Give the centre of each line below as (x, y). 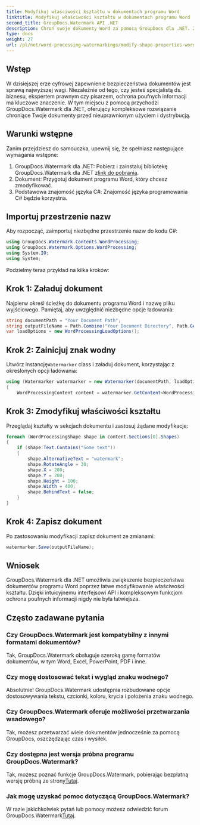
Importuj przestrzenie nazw (59, 216)
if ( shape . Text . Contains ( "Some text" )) (66, 448)
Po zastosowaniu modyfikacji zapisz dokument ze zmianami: (81, 536)
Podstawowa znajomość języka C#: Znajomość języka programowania (101, 191)
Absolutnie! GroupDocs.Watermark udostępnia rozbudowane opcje (88, 690)
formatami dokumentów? (43, 642)
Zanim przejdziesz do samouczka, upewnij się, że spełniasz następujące (95, 148)
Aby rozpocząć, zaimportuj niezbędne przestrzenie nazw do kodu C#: (92, 231)
